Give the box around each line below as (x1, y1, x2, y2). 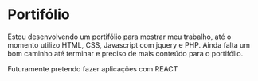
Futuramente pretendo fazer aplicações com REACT (7, 64, 178, 73)
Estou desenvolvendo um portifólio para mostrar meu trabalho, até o (7, 32, 232, 41)
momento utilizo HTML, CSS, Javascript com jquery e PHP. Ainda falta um (7, 40, 251, 49)
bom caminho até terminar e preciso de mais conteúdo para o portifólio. (7, 48, 244, 58)
